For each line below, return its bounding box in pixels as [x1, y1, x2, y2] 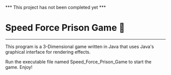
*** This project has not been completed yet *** [5, 5, 106, 10]
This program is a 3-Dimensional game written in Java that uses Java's [5, 43, 154, 50]
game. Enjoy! [5, 64, 33, 70]
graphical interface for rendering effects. [5, 49, 91, 55]
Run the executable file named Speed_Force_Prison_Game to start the [5, 58, 152, 65]
